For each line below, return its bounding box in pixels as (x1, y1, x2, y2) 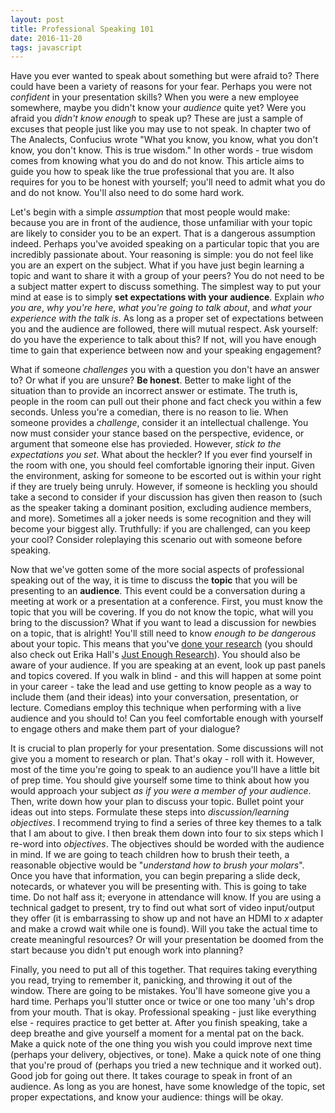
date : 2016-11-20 (10, 33, 83, 43)
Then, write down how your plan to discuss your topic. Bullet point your (10, 796, 305, 808)
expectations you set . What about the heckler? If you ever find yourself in (10, 449, 313, 461)
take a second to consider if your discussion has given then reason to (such (10, 491, 323, 503)
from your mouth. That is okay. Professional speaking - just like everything (10, 1006, 317, 1018)
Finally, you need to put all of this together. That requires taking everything (10, 964, 318, 976)
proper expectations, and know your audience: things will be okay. (10, 1091, 284, 1103)
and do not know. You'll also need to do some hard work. (10, 187, 245, 199)
